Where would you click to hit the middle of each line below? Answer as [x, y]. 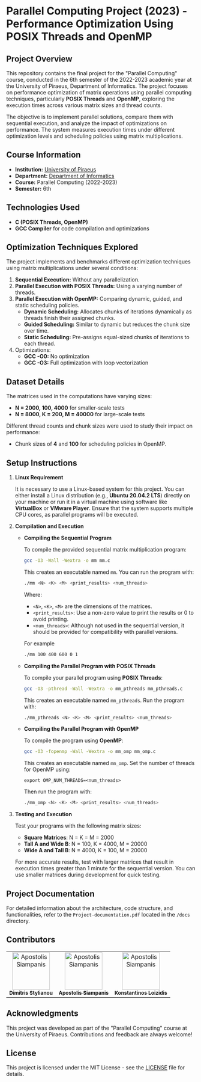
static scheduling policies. [47, 306]
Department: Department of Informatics [64, 176]
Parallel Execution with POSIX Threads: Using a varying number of [98, 286]
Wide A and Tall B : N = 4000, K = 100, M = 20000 [85, 850]
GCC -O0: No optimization [57, 357]
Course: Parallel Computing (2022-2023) [66, 182]
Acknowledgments [43, 1014]
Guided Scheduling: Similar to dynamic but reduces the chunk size [107, 324]
